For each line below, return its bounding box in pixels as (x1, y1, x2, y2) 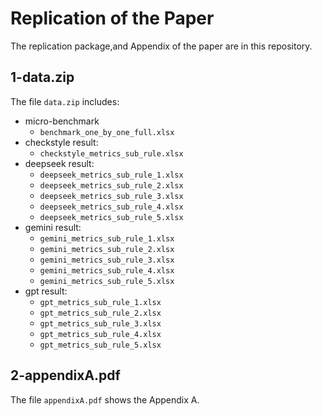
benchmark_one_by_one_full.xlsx (39, 127, 175, 137)
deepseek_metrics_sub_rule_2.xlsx (39, 180, 184, 191)
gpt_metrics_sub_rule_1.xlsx (39, 297, 162, 307)
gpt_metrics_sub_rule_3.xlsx (39, 318, 162, 329)
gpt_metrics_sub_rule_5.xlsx (39, 340, 162, 350)
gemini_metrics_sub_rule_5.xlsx (39, 276, 175, 286)
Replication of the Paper (10, 7, 215, 30)
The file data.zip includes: (10, 95, 120, 107)
